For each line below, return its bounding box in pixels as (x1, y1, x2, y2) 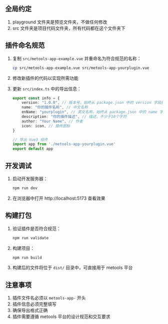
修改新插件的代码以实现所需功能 (12, 75, 78, 81)
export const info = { (12, 95, 60, 101)
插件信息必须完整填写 (12, 301, 56, 307)
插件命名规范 (5, 41, 45, 50)
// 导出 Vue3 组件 (12, 137, 48, 142)
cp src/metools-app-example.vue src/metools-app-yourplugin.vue (12, 65, 149, 70)
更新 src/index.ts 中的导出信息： (12, 85, 81, 91)
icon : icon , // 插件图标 (21, 123, 70, 128)
